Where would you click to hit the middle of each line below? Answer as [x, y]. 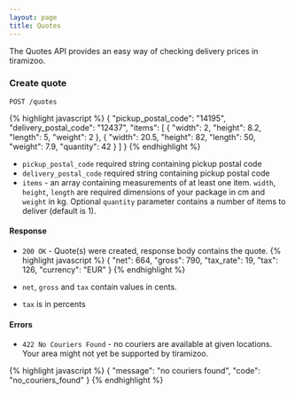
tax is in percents [54, 304]
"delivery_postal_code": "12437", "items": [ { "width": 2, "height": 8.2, [136, 127]
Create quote [38, 83]
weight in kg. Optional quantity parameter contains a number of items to [154, 201]
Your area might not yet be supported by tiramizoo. [115, 354]
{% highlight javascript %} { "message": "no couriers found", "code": [135, 371]
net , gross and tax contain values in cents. [99, 287]
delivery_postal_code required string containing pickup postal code [146, 173]
